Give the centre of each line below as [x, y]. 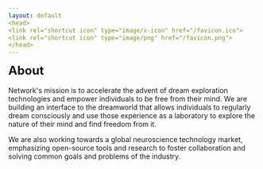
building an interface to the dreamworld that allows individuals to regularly [130, 107]
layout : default [35, 15]
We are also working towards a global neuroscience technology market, [126, 140]
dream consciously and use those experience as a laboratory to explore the [132, 116]
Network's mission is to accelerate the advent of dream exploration [118, 90]
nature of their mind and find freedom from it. [83, 125]
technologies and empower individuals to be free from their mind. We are [128, 99]
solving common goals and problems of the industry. [95, 156]
